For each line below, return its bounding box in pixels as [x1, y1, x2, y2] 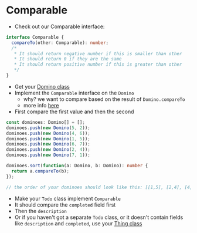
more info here [23, 102, 59, 109]
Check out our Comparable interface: [14, 23, 105, 30]
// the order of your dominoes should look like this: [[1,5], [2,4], [6, 184, 182, 190]
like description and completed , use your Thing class [14, 220, 142, 227]
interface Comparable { [6, 34, 64, 40]
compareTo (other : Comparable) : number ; [11, 39, 109, 46]
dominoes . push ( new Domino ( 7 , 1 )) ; [6, 152, 91, 158]
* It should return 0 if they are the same [13, 56, 122, 62]
